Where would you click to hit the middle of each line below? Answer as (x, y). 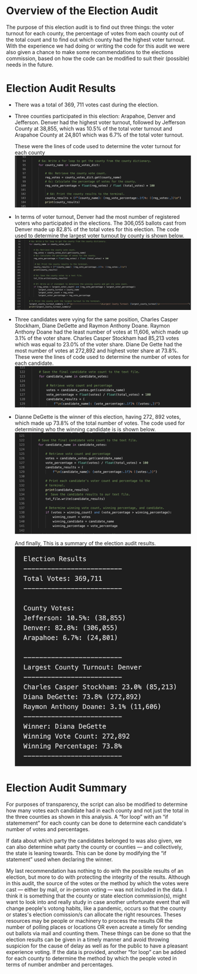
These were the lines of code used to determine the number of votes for (102, 356)
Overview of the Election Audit (82, 11)
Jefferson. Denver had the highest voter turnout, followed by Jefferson (100, 122)
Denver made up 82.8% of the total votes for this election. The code (97, 229)
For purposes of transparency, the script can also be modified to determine (97, 804)
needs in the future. (30, 64)
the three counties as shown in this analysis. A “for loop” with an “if (87, 816)
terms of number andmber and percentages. (60, 964)
